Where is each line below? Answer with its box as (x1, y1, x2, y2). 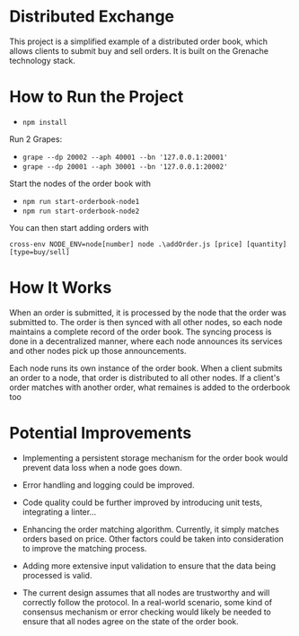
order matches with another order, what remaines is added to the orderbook (9, 382, 291, 393)
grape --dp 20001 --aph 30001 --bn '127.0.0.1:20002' (22, 162, 228, 172)
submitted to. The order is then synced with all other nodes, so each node (9, 316, 283, 327)
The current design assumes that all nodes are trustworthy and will (22, 587, 270, 598)
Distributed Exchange (9, 6, 175, 27)
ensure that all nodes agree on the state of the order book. (22, 615, 240, 626)
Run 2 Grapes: (9, 133, 63, 145)
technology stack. (9, 55, 76, 66)
